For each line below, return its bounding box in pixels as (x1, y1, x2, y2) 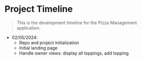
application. (16, 25, 41, 30)
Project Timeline (4, 3, 73, 15)
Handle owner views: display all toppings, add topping (19, 50, 129, 56)
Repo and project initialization (19, 39, 80, 45)
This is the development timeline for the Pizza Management (16, 20, 137, 26)
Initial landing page (19, 45, 57, 51)
